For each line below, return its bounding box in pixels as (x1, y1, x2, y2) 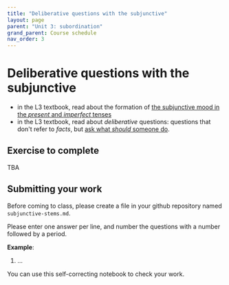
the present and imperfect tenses (17, 110, 112, 119)
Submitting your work (7, 184, 102, 195)
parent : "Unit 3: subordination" (7, 23, 103, 30)
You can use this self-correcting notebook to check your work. (7, 270, 184, 278)
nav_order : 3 (7, 36, 45, 43)
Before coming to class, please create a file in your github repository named (7, 202, 222, 210)
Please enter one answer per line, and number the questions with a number (7, 222, 221, 230)
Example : (7, 243, 34, 251)
